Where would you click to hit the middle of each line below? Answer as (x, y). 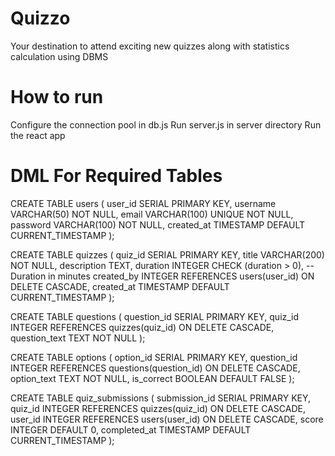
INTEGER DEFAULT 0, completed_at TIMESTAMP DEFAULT (131, 429)
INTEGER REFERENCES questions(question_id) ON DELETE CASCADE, (155, 368)
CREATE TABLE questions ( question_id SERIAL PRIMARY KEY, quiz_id (155, 316)
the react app (38, 135)
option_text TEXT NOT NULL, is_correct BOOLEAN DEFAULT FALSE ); (152, 378)
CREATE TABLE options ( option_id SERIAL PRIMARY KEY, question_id (154, 357)
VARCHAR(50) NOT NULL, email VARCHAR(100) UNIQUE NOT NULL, (152, 214)
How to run (57, 97)
